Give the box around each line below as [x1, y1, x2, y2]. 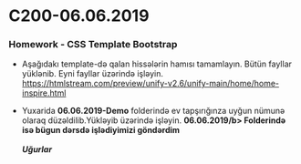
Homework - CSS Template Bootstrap [8, 38, 178, 51]
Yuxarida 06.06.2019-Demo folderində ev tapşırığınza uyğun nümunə [21, 106, 285, 117]
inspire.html [21, 87, 67, 98]
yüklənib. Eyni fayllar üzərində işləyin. [21, 68, 164, 79]
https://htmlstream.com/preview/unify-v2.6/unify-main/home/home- [21, 78, 280, 89]
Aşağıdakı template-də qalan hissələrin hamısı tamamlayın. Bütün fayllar [21, 58, 293, 69]
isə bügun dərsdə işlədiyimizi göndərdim [21, 125, 180, 136]
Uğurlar [21, 144, 52, 155]
